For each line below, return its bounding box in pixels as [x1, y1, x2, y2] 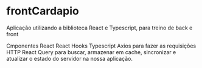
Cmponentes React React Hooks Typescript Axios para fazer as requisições [6, 42, 197, 49]
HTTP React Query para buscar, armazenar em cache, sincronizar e [6, 48, 176, 55]
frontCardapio [6, 4, 79, 18]
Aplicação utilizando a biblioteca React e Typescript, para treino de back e [6, 24, 193, 31]
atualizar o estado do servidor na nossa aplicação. [6, 55, 133, 62]
